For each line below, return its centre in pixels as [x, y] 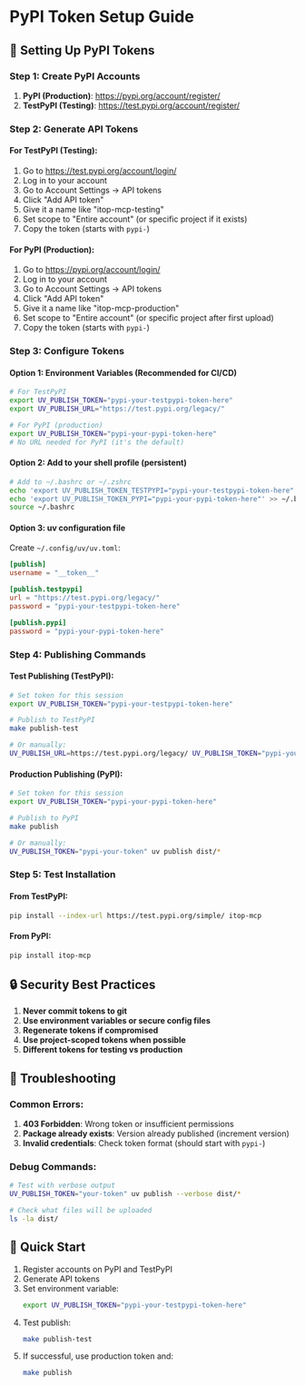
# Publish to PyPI [44, 818]
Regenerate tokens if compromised [90, 1030]
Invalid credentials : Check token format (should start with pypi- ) [144, 1143]
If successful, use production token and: [98, 1356]
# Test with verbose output [63, 1186]
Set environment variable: [71, 1288]
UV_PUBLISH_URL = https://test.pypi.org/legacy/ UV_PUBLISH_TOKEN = [135, 754]
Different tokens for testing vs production [103, 1050]
